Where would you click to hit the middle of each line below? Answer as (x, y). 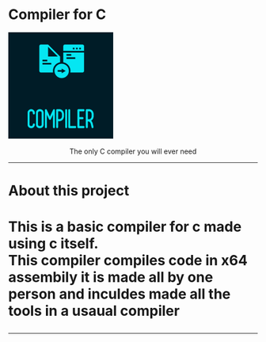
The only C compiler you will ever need (133, 151)
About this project (69, 191)
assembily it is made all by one (111, 277)
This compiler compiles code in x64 (128, 261)
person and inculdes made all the (120, 294)
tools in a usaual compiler (94, 311)
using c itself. (53, 244)
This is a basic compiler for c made (125, 227)
